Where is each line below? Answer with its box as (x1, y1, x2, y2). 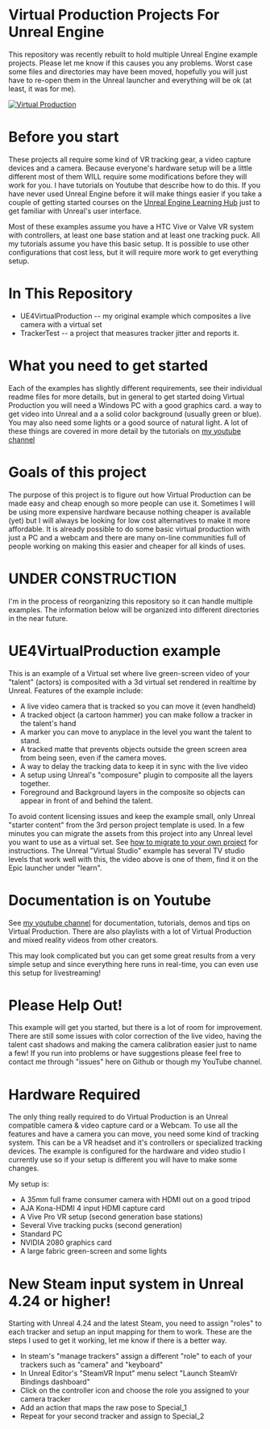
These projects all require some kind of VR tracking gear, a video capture (8, 154, 251, 164)
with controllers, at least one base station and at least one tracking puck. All (8, 230, 260, 240)
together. (19, 778, 51, 788)
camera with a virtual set (19, 319, 102, 329)
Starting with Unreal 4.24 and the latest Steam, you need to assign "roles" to (8, 1318, 262, 1328)
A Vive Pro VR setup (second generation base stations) (19, 1212, 203, 1221)
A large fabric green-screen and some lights (19, 1246, 168, 1256)
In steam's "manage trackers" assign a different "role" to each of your (19, 1351, 252, 1361)
